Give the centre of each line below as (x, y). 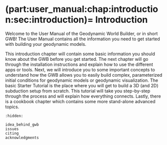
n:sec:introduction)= (49, 20)
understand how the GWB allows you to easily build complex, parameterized (84, 75)
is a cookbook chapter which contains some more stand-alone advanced (80, 101)
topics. (12, 107)
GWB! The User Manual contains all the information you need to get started (82, 39)
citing (12, 133)
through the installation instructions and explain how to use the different (79, 64)
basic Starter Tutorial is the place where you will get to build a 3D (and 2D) (82, 85)
